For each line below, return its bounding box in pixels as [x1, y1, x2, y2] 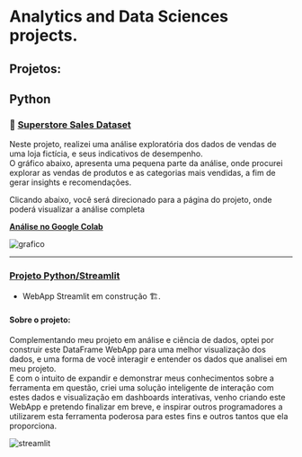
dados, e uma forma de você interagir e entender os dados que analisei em [9, 353, 288, 365]
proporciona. [9, 420, 57, 431]
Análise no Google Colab [9, 222, 103, 233]
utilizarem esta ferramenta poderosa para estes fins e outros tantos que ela [9, 410, 289, 421]
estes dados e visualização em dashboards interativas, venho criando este [9, 391, 286, 402]
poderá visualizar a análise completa [9, 204, 146, 215]
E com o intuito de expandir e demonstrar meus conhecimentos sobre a [9, 373, 274, 383]
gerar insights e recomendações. [9, 177, 132, 188]
